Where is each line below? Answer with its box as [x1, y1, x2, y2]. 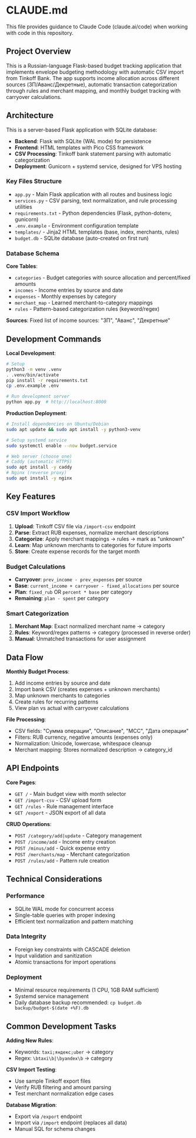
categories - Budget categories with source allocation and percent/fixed [14, 274, 191, 281]
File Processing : [6, 716, 46, 723]
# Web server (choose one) [6, 453, 72, 459]
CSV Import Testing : [6, 1065, 57, 1073]
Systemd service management [14, 993, 89, 1000]
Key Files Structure [6, 177, 62, 186]
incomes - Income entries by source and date [14, 287, 124, 294]
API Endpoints [6, 763, 59, 773]
